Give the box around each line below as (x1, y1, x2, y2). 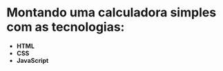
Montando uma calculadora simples (6, 5, 217, 20)
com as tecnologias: (6, 19, 125, 35)
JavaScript (16, 56, 49, 64)
